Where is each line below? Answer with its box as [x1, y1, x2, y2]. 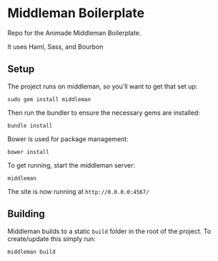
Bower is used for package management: [7, 134, 129, 143]
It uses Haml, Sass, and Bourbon [7, 42, 104, 51]
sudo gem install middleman [7, 96, 91, 103]
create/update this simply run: [7, 234, 96, 243]
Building [7, 208, 45, 220]
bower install [7, 148, 50, 155]
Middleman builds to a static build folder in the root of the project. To [7, 227, 212, 235]
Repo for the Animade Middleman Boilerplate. [7, 29, 142, 37]
